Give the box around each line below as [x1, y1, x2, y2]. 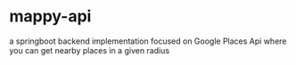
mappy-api [9, 6, 92, 27]
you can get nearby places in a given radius [9, 45, 170, 55]
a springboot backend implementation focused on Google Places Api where [9, 36, 287, 46]
